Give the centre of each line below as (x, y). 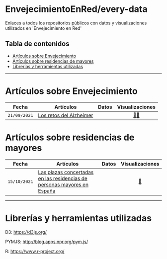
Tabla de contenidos (37, 44)
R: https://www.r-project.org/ (35, 251)
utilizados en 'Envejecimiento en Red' (43, 28)
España (47, 191)
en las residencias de (63, 178)
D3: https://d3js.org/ (26, 232)
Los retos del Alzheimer (66, 115)
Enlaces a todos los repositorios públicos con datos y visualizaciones (76, 23)
